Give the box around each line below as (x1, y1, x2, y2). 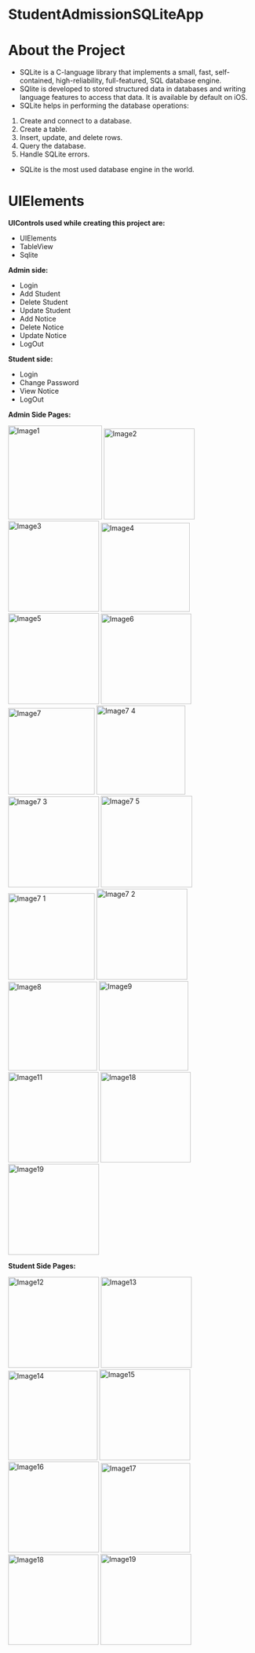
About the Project (8, 42, 126, 60)
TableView (19, 242, 53, 252)
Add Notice (19, 314, 56, 324)
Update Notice (19, 331, 67, 340)
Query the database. (19, 141, 86, 151)
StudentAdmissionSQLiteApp (8, 6, 204, 24)
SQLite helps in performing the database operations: (19, 101, 190, 111)
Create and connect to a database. (19, 116, 132, 126)
